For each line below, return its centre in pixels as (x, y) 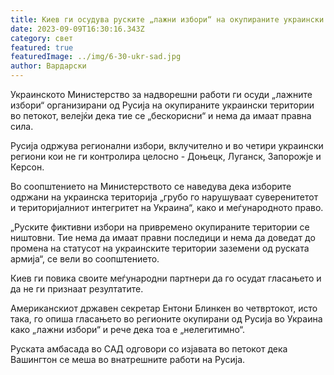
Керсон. (27, 167)
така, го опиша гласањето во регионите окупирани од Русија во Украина (166, 319)
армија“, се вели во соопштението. (85, 259)
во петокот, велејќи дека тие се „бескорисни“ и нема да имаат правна (161, 115)
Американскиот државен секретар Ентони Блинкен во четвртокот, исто (164, 308)
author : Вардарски (48, 66)
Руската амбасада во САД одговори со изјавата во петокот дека (149, 349)
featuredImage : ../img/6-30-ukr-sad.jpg (96, 57)
